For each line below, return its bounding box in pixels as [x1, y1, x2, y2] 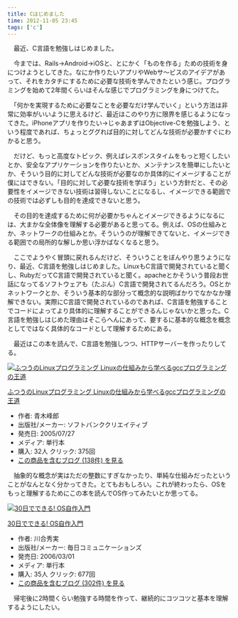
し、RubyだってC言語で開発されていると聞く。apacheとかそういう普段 [7, 271, 217, 280]
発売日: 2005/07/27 [17, 429, 75, 438]
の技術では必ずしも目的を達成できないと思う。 [7, 197, 144, 205]
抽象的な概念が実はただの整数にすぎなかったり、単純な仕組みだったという [13, 471, 232, 480]
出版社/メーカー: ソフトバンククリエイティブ [17, 421, 148, 429]
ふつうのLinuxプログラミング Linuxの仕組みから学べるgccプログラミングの [7, 387, 226, 396]
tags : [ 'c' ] [7, 23, 43, 31]
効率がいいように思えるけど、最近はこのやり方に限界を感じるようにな [19, 110, 225, 118]
